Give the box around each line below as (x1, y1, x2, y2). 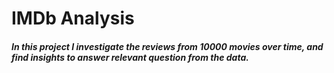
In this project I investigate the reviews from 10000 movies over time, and (11, 40, 324, 52)
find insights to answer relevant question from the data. (11, 51, 249, 63)
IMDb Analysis (11, 7, 135, 30)
